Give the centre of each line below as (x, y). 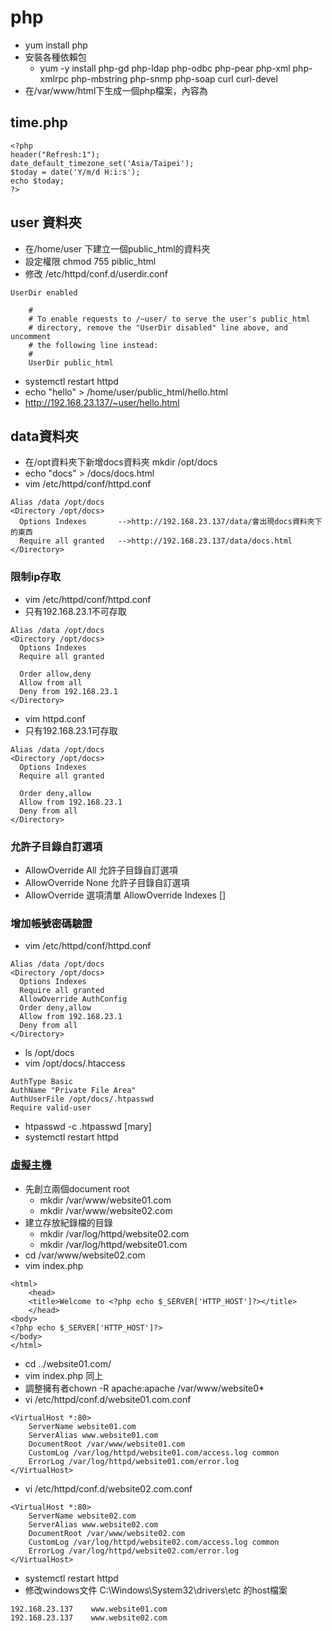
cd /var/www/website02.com (85, 1255)
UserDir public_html (71, 362)
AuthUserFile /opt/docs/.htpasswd (82, 1099)
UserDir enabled (44, 292)
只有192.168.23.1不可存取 (75, 611)
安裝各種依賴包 (55, 57)
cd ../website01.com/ (68, 1363)
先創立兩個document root (77, 1188)
